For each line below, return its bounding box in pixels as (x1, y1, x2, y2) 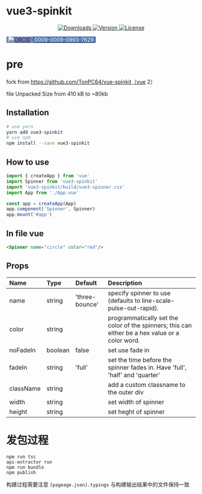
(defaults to (108, 296, 141, 305)
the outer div (108, 388, 144, 396)
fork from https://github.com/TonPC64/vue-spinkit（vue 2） (6, 78, 156, 85)
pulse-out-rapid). (108, 303, 159, 312)
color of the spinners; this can (108, 321, 192, 329)
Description (108, 278, 142, 287)
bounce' (75, 300, 99, 308)
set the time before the (108, 356, 173, 364)
